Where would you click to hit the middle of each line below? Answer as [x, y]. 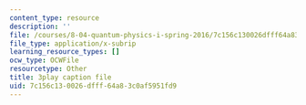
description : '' [40, 26]
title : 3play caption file [61, 78]
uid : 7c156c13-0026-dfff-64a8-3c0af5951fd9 [93, 86]
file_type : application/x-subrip [73, 43]
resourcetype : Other [49, 69]
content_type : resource [55, 18]
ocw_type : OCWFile [44, 60]
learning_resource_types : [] [65, 52]
